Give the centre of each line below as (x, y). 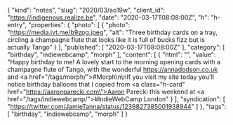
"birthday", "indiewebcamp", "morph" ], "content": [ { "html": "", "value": (112, 54)
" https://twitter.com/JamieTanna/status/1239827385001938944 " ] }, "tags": (117, 106)
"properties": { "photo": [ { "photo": (79, 25)
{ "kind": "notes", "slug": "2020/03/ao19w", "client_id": (86, 10)
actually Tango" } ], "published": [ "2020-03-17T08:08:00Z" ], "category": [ (116, 47)
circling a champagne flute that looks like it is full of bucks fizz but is (106, 40)
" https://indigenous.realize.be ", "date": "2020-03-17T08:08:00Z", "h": (108, 17)
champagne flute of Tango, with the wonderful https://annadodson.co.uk (113, 69)
